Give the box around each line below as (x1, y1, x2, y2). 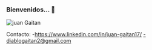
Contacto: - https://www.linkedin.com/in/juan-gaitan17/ (6, 31, 142, 38)
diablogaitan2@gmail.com (6, 37, 71, 45)
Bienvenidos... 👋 (6, 5, 56, 14)
